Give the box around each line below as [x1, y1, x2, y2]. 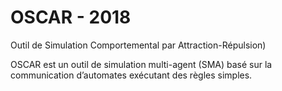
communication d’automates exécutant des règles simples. [10, 69, 253, 81]
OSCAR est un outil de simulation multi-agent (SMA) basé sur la [10, 58, 273, 70]
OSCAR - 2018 [10, 6, 132, 29]
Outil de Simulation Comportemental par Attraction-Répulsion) [10, 39, 267, 51]
